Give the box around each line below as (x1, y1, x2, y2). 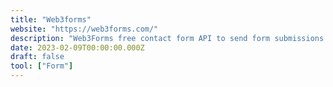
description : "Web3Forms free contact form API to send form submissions (10, 33, 325, 43)
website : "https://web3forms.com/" (10, 24, 159, 34)
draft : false (10, 52, 65, 62)
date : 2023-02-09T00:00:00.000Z (10, 42, 145, 53)
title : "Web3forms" (10, 14, 92, 25)
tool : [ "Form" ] (10, 61, 74, 71)
